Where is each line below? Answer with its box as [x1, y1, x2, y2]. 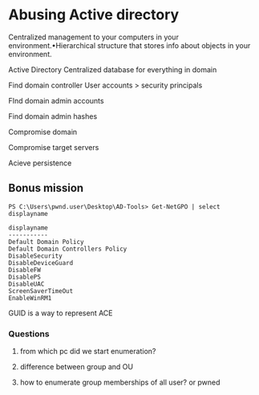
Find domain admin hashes [8, 111, 98, 121]
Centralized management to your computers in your [8, 32, 179, 42]
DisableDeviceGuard [8, 259, 74, 267]
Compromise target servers [8, 142, 99, 152]
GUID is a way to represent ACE [8, 307, 114, 318]
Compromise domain [8, 127, 78, 136]
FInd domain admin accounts [8, 96, 104, 105]
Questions [8, 328, 50, 339]
